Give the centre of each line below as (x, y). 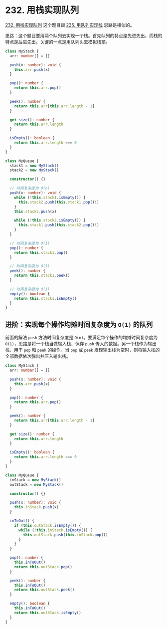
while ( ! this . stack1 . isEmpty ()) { (50, 198)
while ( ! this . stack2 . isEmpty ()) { (50, 220)
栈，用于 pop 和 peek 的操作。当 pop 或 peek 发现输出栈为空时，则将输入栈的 (83, 350)
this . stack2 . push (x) (35, 211)
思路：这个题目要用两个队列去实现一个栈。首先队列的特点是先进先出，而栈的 (84, 35)
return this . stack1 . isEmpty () (46, 298)
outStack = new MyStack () (37, 484)
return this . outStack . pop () (43, 567)
